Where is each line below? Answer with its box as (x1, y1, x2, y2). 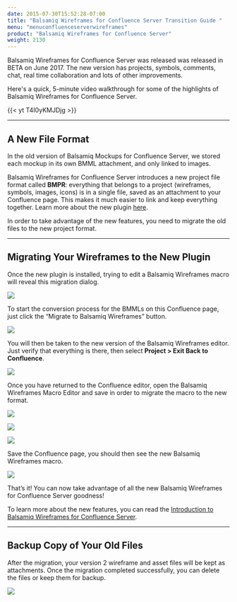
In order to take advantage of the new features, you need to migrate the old (7, 216, 226, 225)
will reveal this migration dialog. (7, 277, 99, 286)
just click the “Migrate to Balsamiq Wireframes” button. (7, 312, 167, 320)
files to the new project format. (7, 224, 97, 232)
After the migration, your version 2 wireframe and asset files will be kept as (7, 558, 226, 567)
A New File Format (7, 133, 90, 145)
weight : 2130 (7, 37, 46, 44)
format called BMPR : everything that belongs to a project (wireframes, (7, 180, 212, 189)
